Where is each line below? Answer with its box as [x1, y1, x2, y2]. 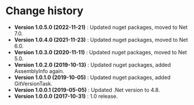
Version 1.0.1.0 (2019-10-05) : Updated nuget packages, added [14, 74, 171, 81]
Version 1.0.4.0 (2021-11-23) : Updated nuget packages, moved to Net [14, 36, 188, 43]
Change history [5, 4, 84, 18]
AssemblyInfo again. [14, 67, 65, 74]
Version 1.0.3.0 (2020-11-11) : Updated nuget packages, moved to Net [14, 48, 187, 55]
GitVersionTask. [14, 80, 53, 87]
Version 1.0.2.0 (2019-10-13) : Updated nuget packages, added [14, 61, 171, 68]
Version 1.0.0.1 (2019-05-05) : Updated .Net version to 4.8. [14, 86, 160, 93]
